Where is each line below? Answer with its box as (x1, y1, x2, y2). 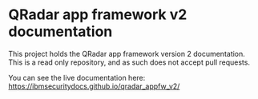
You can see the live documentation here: (8, 73, 146, 82)
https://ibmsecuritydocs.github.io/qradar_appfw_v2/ (8, 81, 180, 91)
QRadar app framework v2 (8, 6, 187, 24)
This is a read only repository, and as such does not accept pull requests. (8, 57, 251, 67)
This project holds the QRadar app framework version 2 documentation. (8, 49, 246, 58)
